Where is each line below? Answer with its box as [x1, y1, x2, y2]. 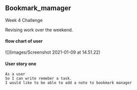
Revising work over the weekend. [5, 27, 73, 33]
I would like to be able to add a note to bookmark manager [5, 81, 133, 86]
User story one [5, 61, 37, 67]
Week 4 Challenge [5, 17, 43, 23]
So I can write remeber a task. [5, 76, 72, 81]
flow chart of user [5, 38, 43, 44]
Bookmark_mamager [5, 4, 71, 12]
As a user [5, 72, 26, 77]
